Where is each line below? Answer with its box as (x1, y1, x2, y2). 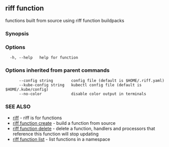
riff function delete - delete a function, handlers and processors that (12, 125, 155, 131)
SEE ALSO (5, 103, 31, 110)
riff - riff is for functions (12, 115, 62, 121)
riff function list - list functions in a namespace (12, 136, 111, 142)
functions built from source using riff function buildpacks (5, 17, 124, 23)
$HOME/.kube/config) (5, 87, 49, 92)
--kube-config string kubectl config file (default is (18, 83, 142, 88)
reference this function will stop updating (12, 131, 99, 137)
